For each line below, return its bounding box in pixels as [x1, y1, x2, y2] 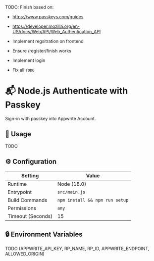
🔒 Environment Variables [5, 230, 83, 238]
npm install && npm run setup [57, 197, 129, 203]
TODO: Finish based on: [5, 4, 54, 10]
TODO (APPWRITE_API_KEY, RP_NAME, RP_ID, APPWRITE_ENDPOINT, [5, 246, 150, 252]
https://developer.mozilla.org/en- [12, 23, 80, 29]
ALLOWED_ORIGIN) [5, 251, 45, 257]
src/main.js [57, 189, 86, 195]
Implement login [12, 57, 46, 63]
